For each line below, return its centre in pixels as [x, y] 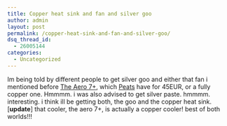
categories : [25, 53]
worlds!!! [20, 116]
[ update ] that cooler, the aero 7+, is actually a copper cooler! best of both [114, 108]
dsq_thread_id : [29, 40]
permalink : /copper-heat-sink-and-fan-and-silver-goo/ [89, 33]
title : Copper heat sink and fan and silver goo [80, 14]
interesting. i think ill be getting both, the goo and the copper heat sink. [110, 101]
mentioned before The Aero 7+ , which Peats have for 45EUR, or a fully [109, 86]
